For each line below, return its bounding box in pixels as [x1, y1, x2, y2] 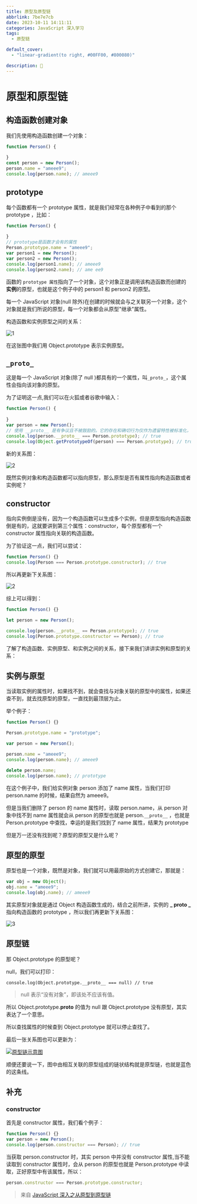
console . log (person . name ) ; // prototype [6, 773, 107, 779]
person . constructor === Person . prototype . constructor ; [6, 1180, 143, 1186]
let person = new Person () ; [6, 617, 75, 623]
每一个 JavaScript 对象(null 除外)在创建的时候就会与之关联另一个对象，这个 [6, 298, 188, 305]
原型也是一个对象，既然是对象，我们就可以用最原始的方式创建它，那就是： [6, 867, 186, 874]
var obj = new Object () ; [6, 879, 67, 885]
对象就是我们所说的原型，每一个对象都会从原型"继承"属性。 [6, 305, 150, 312]
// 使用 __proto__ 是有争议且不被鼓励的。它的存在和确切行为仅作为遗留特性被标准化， [6, 428, 192, 434]
